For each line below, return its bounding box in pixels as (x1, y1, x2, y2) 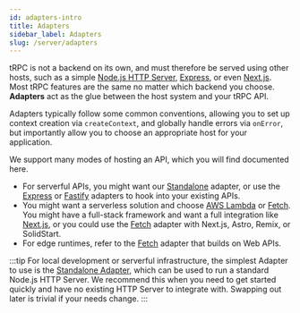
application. (9, 137, 53, 148)
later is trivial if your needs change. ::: (9, 293, 149, 304)
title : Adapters (9, 21, 70, 30)
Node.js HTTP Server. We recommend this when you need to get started (9, 275, 277, 285)
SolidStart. (21, 229, 62, 240)
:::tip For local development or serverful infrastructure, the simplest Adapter (9, 256, 288, 266)
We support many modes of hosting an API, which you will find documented (9, 154, 289, 165)
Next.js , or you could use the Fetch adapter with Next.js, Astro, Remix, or (21, 219, 291, 230)
